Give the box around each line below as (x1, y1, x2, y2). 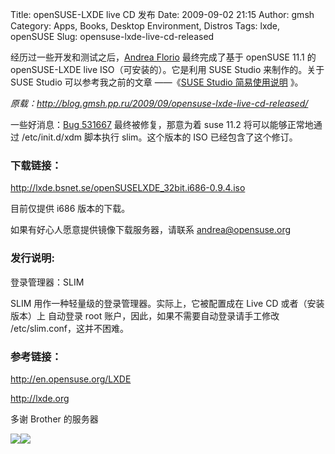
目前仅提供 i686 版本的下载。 (10, 203, 131, 215)
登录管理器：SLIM (10, 276, 85, 288)
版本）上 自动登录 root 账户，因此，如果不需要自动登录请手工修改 (10, 309, 280, 322)
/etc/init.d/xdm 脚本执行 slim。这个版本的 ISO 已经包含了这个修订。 (21, 131, 298, 143)
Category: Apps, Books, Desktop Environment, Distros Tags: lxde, (10, 20, 281, 32)
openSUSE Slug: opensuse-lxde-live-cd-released (10, 31, 215, 42)
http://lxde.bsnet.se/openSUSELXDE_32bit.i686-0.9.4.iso (10, 182, 246, 194)
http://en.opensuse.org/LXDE (10, 373, 132, 385)
